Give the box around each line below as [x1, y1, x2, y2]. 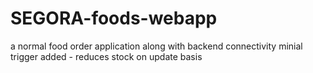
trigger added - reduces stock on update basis [10, 50, 203, 62]
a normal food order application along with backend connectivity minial [10, 40, 303, 52]
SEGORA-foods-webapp [10, 7, 218, 30]
